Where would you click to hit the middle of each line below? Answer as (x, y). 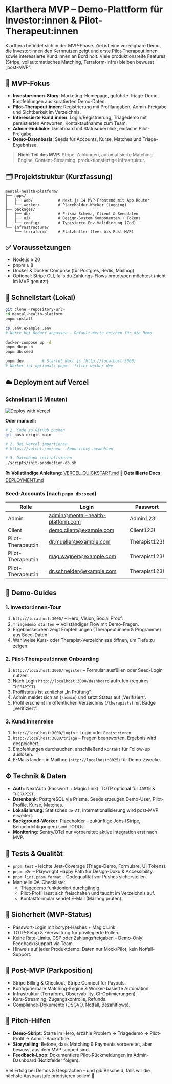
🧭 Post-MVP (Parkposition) (49, 970)
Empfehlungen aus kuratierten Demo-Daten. (59, 101)
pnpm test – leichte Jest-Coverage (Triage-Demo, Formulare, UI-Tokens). (90, 866)
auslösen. (23, 754)
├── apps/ (16, 196)
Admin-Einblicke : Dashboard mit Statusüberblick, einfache (75, 128)
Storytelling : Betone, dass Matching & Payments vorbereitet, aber (82, 1044)
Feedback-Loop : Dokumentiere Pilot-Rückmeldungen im (72, 1055)
